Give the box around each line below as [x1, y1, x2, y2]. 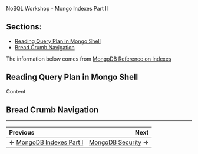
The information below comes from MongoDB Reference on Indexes [6, 55, 171, 62]
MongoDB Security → [89, 138, 149, 146]
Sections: [6, 22, 42, 32]
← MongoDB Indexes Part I [9, 138, 84, 146]
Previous [9, 129, 35, 137]
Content [6, 88, 26, 95]
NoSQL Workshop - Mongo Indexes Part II [6, 5, 108, 12]
